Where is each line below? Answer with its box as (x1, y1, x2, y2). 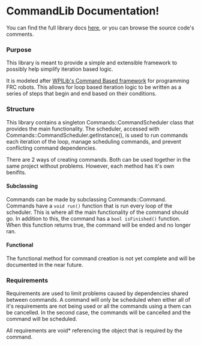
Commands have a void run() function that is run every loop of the (6, 202, 173, 209)
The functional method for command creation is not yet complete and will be (6, 254, 196, 262)
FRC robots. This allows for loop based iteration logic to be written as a (6, 84, 182, 91)
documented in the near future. (6, 261, 83, 268)
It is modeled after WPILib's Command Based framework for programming (6, 77, 190, 85)
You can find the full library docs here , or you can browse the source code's (6, 24, 194, 31)
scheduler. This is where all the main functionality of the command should (6, 209, 189, 216)
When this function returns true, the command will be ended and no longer (6, 221, 191, 228)
